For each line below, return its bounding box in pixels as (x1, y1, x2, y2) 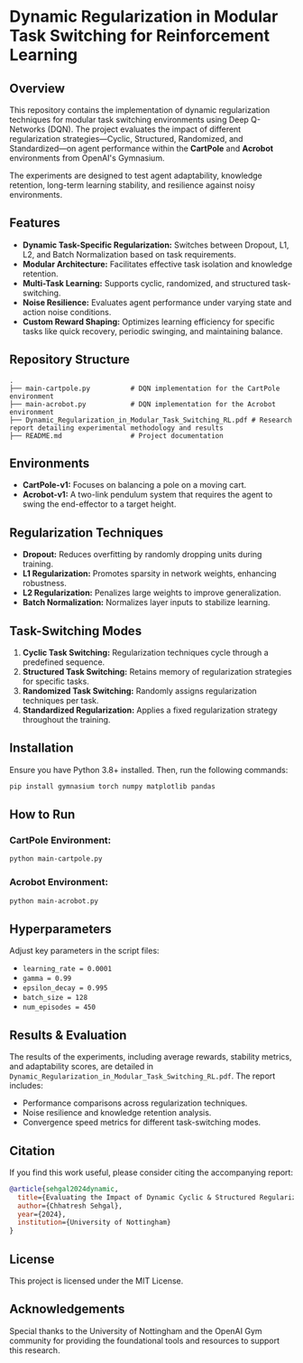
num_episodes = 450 (22, 1003, 96, 1013)
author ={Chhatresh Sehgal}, (17, 1201, 124, 1210)
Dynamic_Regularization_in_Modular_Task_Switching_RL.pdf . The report (9, 1070, 276, 1081)
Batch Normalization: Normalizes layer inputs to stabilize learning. (22, 597, 271, 608)
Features (9, 215, 60, 231)
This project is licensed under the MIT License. (9, 1275, 184, 1286)
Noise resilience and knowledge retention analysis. (22, 1107, 212, 1118)
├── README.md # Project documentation (9, 431, 224, 440)
